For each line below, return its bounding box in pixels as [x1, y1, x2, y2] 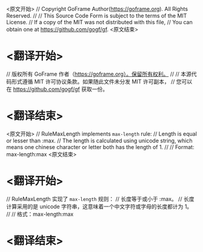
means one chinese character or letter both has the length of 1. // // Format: [6, 143, 195, 150]
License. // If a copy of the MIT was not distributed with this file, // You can [6, 19, 193, 25]
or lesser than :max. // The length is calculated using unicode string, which [6, 137, 193, 144]
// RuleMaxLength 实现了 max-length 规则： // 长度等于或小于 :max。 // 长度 [6, 195, 195, 202]
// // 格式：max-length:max [6, 210, 74, 217]
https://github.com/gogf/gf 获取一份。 [13, 85, 108, 93]
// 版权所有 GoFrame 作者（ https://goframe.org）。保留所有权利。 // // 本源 [6, 70, 192, 78]
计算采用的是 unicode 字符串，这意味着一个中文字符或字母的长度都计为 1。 [6, 202, 193, 210]
